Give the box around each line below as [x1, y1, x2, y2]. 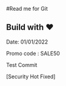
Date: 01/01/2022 [6, 38, 49, 45]
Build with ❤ [6, 22, 54, 32]
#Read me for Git [6, 5, 48, 12]
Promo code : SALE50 [6, 50, 61, 57]
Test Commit [6, 61, 37, 68]
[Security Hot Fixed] [6, 73, 56, 80]
